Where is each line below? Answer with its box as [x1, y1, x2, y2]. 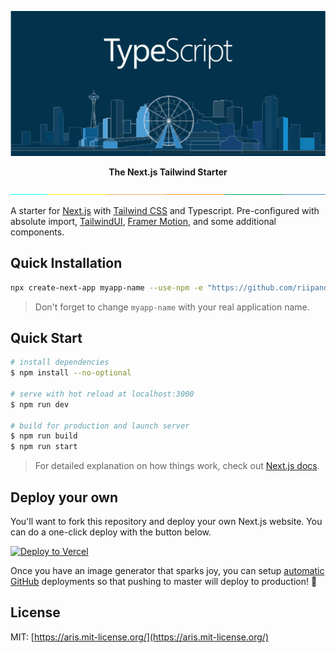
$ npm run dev [10, 399, 70, 410]
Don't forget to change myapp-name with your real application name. [34, 301, 310, 313]
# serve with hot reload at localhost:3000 [10, 389, 195, 399]
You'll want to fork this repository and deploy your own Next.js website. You [10, 516, 323, 527]
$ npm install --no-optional [10, 368, 132, 378]
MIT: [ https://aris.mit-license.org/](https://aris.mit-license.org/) [10, 631, 270, 643]
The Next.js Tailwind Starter [108, 166, 228, 178]
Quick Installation [10, 255, 123, 272]
